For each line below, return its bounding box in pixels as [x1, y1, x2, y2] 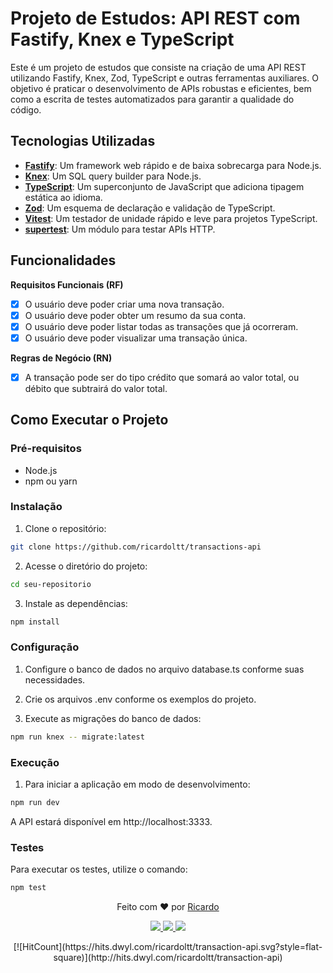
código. [10, 103, 42, 116]
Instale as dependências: [24, 597, 128, 609]
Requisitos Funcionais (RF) [10, 278, 124, 291]
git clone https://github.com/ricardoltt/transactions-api [10, 542, 262, 552]
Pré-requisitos [10, 442, 82, 456]
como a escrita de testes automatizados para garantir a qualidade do [10, 93, 295, 105]
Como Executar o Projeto [10, 412, 169, 429]
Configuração [10, 640, 80, 654]
